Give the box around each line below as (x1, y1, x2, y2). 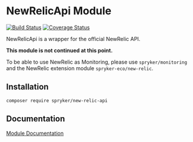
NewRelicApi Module (6, 4, 112, 18)
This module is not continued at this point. (6, 46, 113, 54)
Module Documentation (6, 130, 64, 137)
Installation (6, 82, 49, 92)
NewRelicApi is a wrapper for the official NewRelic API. (6, 35, 141, 42)
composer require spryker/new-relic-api (6, 97, 108, 103)
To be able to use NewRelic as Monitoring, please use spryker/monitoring (6, 58, 188, 65)
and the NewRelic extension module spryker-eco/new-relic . (6, 64, 154, 72)
